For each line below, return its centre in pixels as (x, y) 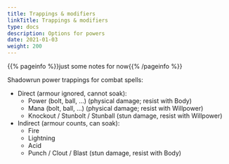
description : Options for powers (56, 33)
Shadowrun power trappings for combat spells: (76, 80)
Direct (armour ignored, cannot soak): (72, 93)
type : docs (23, 27)
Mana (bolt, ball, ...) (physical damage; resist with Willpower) (116, 108)
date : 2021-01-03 (33, 40)
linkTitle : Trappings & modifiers (58, 20)
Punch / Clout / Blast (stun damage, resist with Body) (104, 153)
